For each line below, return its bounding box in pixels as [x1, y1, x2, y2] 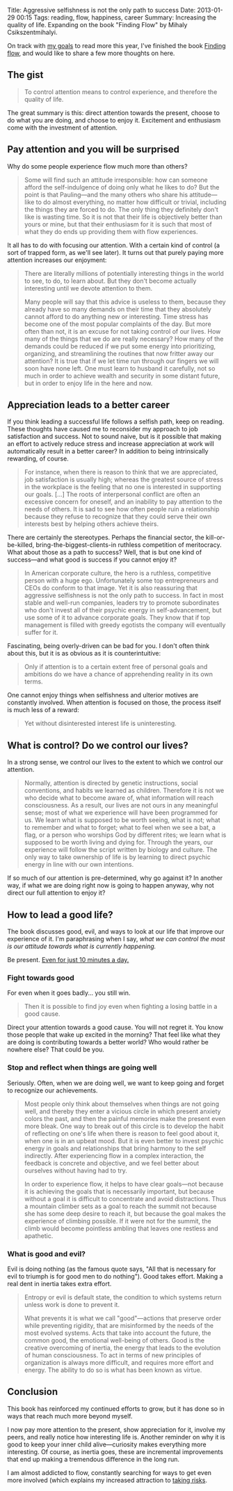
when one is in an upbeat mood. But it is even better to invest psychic [24, 1136, 224, 1145]
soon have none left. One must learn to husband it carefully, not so [24, 364, 216, 372]
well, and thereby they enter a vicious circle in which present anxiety [24, 1107, 221, 1115]
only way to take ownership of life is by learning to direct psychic [24, 853, 211, 861]
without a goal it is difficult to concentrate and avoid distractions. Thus [24, 1194, 227, 1203]
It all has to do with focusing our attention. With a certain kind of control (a [7, 240, 220, 249]
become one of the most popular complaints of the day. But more [24, 320, 212, 328]
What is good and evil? [7, 1249, 86, 1258]
